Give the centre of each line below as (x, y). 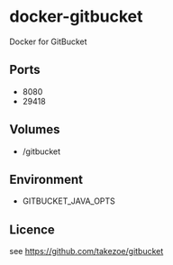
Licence (32, 229)
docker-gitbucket (76, 17)
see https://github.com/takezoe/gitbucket (86, 251)
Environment (46, 179)
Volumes (35, 129)
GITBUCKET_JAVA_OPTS (68, 201)
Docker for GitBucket (48, 41)
